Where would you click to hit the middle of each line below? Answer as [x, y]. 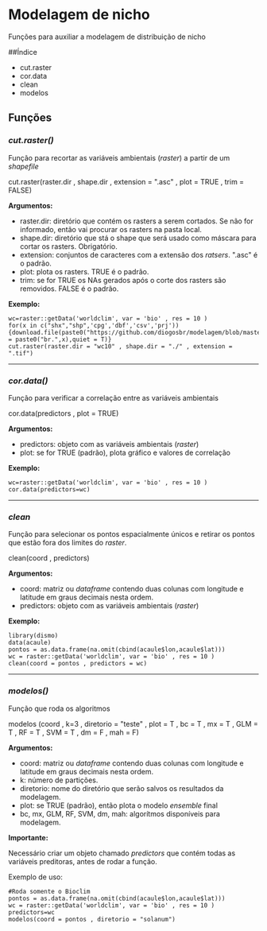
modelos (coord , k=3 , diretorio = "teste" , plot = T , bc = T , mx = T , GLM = [133, 723]
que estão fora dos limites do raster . [68, 543]
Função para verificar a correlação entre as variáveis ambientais [113, 398]
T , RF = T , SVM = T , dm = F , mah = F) [74, 732]
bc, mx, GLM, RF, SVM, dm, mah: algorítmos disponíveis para [120, 813]
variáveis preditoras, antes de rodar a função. [83, 861]
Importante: [29, 837]
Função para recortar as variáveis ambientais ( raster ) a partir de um [119, 157]
